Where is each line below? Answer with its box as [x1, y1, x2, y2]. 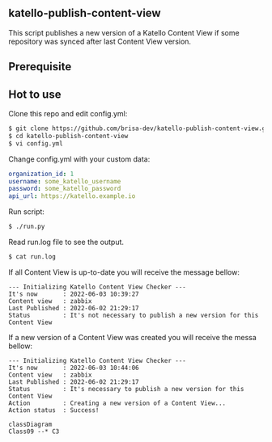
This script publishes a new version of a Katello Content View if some [8, 27, 240, 37]
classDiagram [8, 420, 53, 428]
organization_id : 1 [8, 170, 74, 178]
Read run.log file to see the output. [8, 238, 124, 247]
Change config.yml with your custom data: [8, 154, 151, 164]
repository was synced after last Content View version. [8, 36, 192, 46]
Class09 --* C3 [8, 427, 60, 436]
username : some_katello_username [8, 177, 121, 185]
